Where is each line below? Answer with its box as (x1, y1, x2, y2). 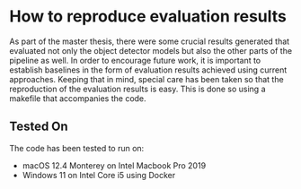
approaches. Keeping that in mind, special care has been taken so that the (9, 73, 285, 84)
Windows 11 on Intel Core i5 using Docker (22, 169, 176, 180)
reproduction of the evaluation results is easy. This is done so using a (9, 83, 267, 94)
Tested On (9, 119, 69, 134)
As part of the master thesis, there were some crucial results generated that (9, 36, 290, 47)
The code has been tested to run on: (9, 142, 145, 153)
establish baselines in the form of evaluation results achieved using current (9, 64, 288, 75)
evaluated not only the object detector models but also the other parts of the (9, 45, 293, 56)
